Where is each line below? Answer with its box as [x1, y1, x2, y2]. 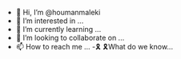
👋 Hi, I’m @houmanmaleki [15, 8, 101, 17]
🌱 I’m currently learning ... [15, 25, 102, 33]
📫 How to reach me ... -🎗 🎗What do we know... [15, 42, 174, 51]
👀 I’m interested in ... [15, 16, 84, 26]
